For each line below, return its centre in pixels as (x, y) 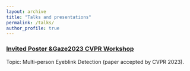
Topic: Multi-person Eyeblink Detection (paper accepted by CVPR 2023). (95, 62)
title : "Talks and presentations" (49, 17)
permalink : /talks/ (30, 22)
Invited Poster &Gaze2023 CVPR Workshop (70, 49)
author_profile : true (33, 28)
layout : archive (26, 12)
